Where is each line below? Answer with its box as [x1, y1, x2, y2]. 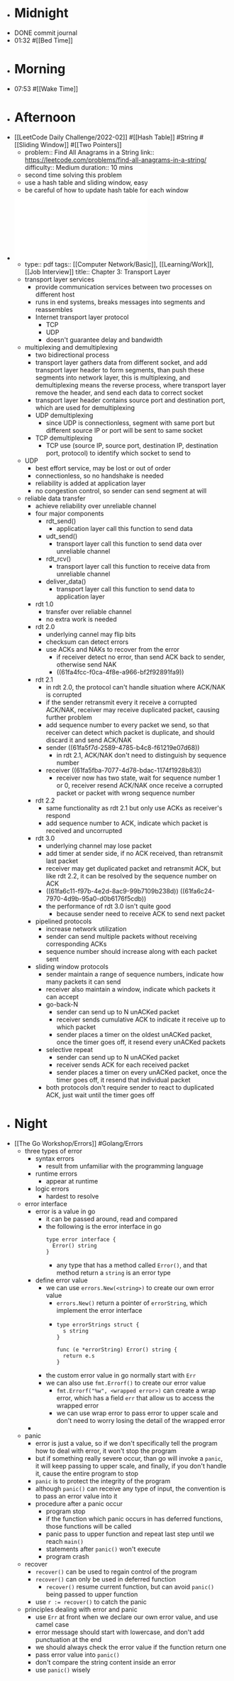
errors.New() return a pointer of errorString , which [56, 1299, 208, 1307]
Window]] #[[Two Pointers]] [40, 140, 122, 149]
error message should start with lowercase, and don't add [35, 1628, 205, 1636]
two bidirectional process [35, 350, 110, 359]
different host [35, 290, 75, 299]
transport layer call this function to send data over [56, 539, 203, 548]
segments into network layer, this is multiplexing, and [35, 373, 191, 382]
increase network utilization [45, 924, 127, 933]
